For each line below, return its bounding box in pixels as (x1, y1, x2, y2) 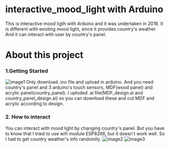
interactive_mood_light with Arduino (5, 4, 163, 15)
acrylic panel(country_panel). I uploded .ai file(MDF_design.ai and (5, 90, 143, 96)
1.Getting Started (5, 67, 48, 75)
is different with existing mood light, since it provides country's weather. (5, 26, 157, 32)
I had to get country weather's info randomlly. (5, 136, 101, 142)
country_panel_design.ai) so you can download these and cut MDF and (5, 95, 155, 102)
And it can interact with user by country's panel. (5, 31, 107, 37)
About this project (5, 50, 84, 61)
